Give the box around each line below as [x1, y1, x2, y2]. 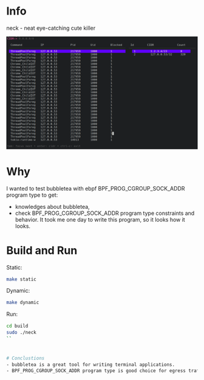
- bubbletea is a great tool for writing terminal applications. [6, 361, 175, 368]
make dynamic [6, 299, 39, 306]
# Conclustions [6, 355, 45, 361]
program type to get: [6, 191, 58, 198]
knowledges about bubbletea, [15, 203, 90, 210]
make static [6, 276, 36, 282]
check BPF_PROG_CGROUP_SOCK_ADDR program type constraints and [15, 209, 195, 217]
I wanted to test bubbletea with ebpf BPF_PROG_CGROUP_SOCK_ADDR [6, 185, 185, 192]
